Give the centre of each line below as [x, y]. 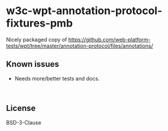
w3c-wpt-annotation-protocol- [84, 11]
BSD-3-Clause [24, 122]
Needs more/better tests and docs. [57, 78]
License [21, 108]
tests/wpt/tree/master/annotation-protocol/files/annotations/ [80, 46]
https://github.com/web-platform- [109, 39]
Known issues [33, 64]
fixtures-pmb [39, 23]
